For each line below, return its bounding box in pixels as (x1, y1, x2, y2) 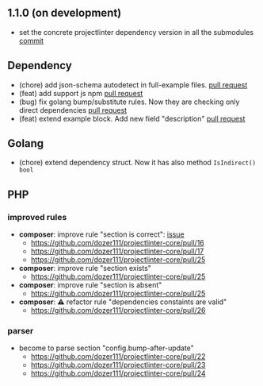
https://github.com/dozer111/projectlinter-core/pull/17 (30, 246, 204, 257)
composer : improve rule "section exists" (18, 264, 152, 273)
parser (7, 326, 34, 337)
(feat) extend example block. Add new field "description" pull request (18, 114, 246, 123)
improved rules (7, 211, 67, 222)
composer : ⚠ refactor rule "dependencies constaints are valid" (18, 297, 227, 307)
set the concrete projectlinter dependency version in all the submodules (18, 27, 254, 37)
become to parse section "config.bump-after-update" (18, 343, 195, 353)
